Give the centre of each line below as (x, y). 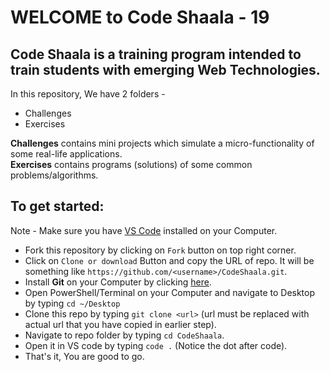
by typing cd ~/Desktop (72, 303)
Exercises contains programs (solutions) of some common (131, 164)
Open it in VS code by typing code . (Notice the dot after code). (156, 345)
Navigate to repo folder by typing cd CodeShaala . (124, 335)
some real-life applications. (66, 154)
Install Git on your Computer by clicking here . (118, 282)
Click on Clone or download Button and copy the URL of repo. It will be (169, 260)
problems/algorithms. (54, 175)
